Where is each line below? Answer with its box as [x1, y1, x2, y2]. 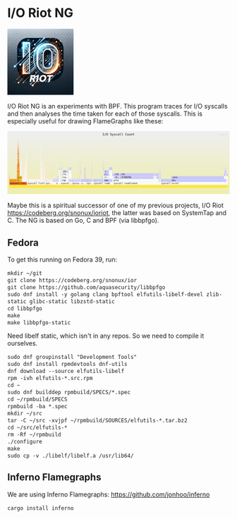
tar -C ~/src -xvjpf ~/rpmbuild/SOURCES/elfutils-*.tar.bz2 [7, 417, 188, 424]
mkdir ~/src [7, 410, 42, 417]
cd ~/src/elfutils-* [7, 424, 68, 431]
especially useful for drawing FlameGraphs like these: [7, 116, 164, 125]
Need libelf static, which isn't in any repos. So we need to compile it [7, 331, 205, 340]
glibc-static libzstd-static [29, 298, 115, 305]
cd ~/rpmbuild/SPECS [7, 396, 68, 403]
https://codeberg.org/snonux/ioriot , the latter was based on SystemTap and [7, 209, 227, 217]
